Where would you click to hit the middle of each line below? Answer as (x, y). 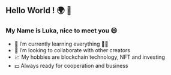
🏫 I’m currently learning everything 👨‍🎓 (61, 44)
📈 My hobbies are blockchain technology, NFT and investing (90, 57)
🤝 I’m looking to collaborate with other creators (72, 50)
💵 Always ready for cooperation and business (71, 65)
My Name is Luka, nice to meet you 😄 (61, 31)
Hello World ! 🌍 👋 (39, 10)
